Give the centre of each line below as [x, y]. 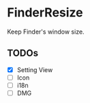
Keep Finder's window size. [46, 32]
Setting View [35, 69]
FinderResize [45, 13]
